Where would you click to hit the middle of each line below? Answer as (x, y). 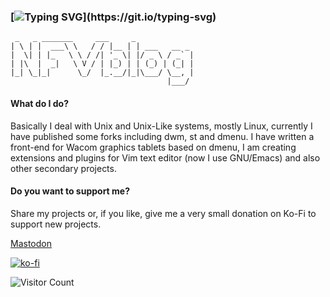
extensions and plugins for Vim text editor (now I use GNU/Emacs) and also (165, 157)
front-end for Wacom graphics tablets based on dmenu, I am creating (153, 147)
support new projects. (56, 224)
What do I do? (40, 103)
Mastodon (31, 243)
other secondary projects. (63, 168)
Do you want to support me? (70, 191)
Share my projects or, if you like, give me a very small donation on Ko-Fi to (163, 213)
